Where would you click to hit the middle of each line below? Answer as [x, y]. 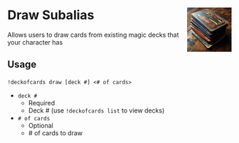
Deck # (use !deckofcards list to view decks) [96, 110]
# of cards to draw [55, 133]
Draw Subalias [51, 15]
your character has [35, 42]
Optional [41, 125]
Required [42, 103]
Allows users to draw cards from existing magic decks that [93, 35]
